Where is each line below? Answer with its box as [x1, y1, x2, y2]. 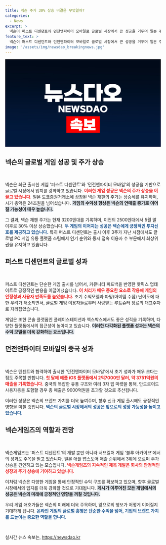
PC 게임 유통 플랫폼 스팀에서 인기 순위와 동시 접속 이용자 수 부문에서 [14, 235, 145, 241]
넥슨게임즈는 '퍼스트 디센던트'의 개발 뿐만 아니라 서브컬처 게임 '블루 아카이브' [5, 449, 153, 455]
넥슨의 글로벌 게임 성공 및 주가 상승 [5, 158, 104, 166]
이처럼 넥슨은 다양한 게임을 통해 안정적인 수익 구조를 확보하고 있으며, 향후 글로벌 [5, 479, 160, 485]
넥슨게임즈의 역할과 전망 [5, 426, 74, 435]
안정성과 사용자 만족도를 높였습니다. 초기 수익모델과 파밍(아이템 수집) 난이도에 [5, 293, 155, 299]
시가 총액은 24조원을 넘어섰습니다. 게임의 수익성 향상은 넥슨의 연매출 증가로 [5, 200, 149, 206]
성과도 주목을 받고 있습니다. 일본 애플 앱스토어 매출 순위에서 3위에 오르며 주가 [10, 456, 159, 462]
